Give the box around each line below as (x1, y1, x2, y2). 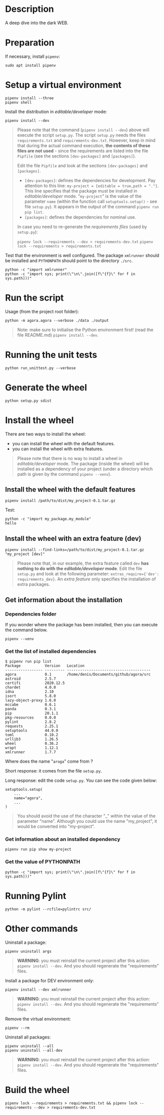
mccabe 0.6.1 (5, 702, 56, 707)
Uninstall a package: (5, 939, 47, 945)
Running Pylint (5, 890, 66, 901)
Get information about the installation (5, 596, 123, 604)
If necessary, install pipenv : (5, 53, 61, 59)
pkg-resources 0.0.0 (5, 715, 56, 720)
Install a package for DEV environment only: (5, 977, 95, 983)
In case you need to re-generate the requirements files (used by (17, 224, 147, 230)
